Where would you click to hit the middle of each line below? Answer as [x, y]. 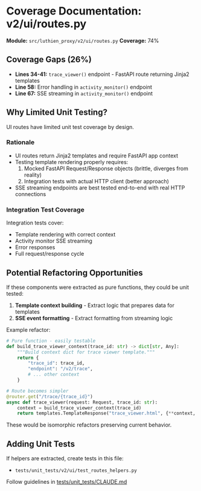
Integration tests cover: [35, 223]
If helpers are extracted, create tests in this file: [65, 458]
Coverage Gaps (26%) [49, 59]
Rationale [21, 142]
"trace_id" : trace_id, [56, 363]
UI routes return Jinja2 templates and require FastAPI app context [96, 156]
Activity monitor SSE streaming [53, 241]
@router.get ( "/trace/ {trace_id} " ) [50, 396]
